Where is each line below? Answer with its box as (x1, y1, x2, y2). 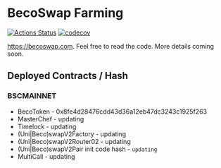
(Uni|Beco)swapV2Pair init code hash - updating (17, 145, 158, 153)
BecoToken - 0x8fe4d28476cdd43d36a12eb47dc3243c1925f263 (17, 107, 208, 116)
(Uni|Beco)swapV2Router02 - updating (17, 137, 132, 145)
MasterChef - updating (17, 114, 84, 123)
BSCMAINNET (7, 91, 57, 101)
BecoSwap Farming (7, 5, 124, 21)
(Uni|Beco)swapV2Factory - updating (17, 129, 127, 138)
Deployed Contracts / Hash (7, 70, 129, 82)
